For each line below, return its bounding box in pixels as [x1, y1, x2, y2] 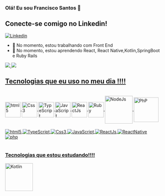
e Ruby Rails [12, 53, 38, 59]
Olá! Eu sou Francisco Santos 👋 [5, 4, 81, 11]
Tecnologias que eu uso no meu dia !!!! [5, 77, 126, 86]
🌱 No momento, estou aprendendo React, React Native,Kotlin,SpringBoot [12, 47, 160, 53]
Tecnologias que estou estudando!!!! [5, 152, 95, 159]
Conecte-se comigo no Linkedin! [5, 20, 107, 28]
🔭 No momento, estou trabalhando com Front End [12, 42, 113, 48]
